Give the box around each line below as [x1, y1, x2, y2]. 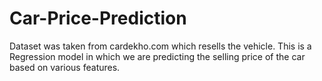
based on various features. [9, 61, 121, 73]
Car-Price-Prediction [9, 7, 187, 30]
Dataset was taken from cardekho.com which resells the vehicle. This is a [9, 40, 312, 52]
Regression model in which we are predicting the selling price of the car [9, 50, 306, 62]
